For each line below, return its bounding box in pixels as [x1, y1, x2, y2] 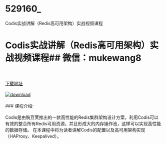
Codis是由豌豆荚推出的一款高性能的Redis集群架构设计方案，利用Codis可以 [5, 114, 159, 120]
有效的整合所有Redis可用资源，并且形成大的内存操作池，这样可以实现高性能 [5, 120, 161, 126]
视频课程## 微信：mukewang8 [14, 52, 141, 64]
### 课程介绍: [5, 102, 34, 108]
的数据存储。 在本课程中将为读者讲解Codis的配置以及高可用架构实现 [5, 126, 145, 133]
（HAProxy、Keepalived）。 [5, 133, 61, 139]
